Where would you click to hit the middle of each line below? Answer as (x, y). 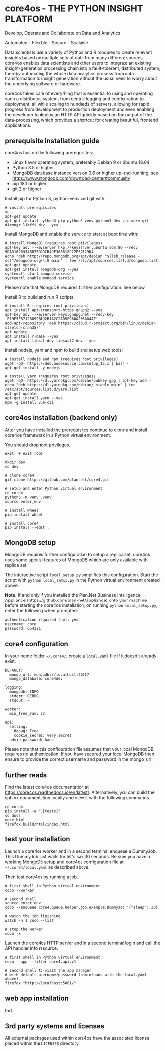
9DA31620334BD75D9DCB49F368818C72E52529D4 (49, 252)
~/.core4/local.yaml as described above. (47, 867)
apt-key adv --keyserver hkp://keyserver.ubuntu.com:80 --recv (72, 247)
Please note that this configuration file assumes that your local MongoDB (79, 749)
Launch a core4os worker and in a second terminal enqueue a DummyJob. (81, 851)
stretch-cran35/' (23, 328)
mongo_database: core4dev (36, 679)
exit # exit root (24, 453)
